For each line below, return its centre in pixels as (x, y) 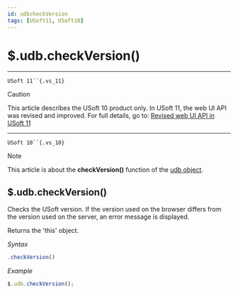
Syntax (18, 244)
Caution (19, 94)
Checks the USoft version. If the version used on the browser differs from (114, 209)
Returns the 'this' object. (43, 231)
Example (20, 271)
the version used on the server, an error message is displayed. (98, 217)
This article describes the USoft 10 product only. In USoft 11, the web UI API (117, 108)
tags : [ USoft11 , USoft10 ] (45, 21)
